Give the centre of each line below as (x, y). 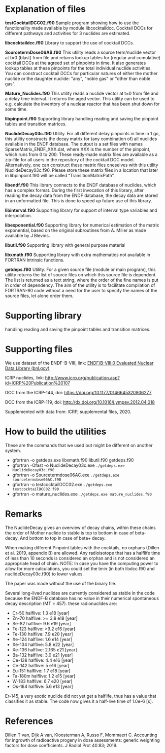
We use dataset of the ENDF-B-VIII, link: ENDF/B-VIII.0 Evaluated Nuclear (79, 363)
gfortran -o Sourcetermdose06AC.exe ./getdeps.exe (66, 475)
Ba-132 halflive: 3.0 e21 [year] (42, 655)
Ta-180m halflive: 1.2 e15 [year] (44, 676)
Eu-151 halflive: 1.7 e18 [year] (41, 671)
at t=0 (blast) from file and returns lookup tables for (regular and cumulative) (83, 57)
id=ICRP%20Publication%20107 (38, 383)
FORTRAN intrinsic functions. (35, 260)
